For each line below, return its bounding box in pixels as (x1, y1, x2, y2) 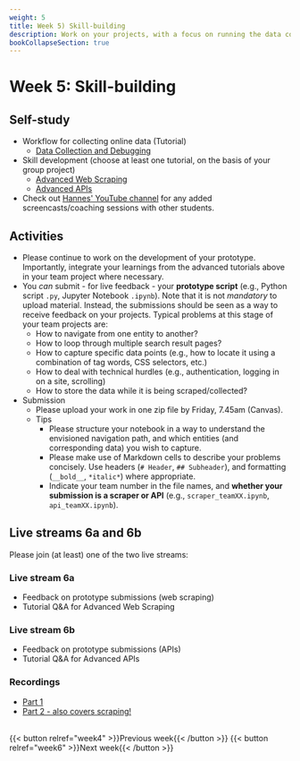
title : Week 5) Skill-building (9, 21, 126, 30)
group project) (21, 165, 76, 175)
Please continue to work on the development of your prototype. (21, 252, 256, 263)
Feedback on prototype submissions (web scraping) (21, 592, 214, 603)
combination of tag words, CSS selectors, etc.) (35, 357, 208, 368)
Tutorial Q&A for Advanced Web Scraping (21, 602, 176, 612)
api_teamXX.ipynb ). (48, 500, 119, 510)
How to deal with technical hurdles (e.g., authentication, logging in (35, 366, 279, 377)
